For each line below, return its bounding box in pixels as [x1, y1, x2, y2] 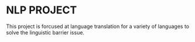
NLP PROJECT [6, 3, 77, 17]
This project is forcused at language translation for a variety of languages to [6, 23, 190, 30]
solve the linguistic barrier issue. [6, 29, 85, 36]
